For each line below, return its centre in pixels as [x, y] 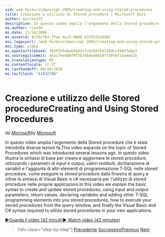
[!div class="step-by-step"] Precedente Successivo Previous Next [83, 229]
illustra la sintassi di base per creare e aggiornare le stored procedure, [76, 158]
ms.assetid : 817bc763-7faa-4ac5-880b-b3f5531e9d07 [58, 37]
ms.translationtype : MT [29, 60]
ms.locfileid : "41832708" [31, 74]
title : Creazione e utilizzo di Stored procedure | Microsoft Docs [76, 14]
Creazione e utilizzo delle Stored [72, 98]
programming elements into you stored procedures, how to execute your [79, 200]
